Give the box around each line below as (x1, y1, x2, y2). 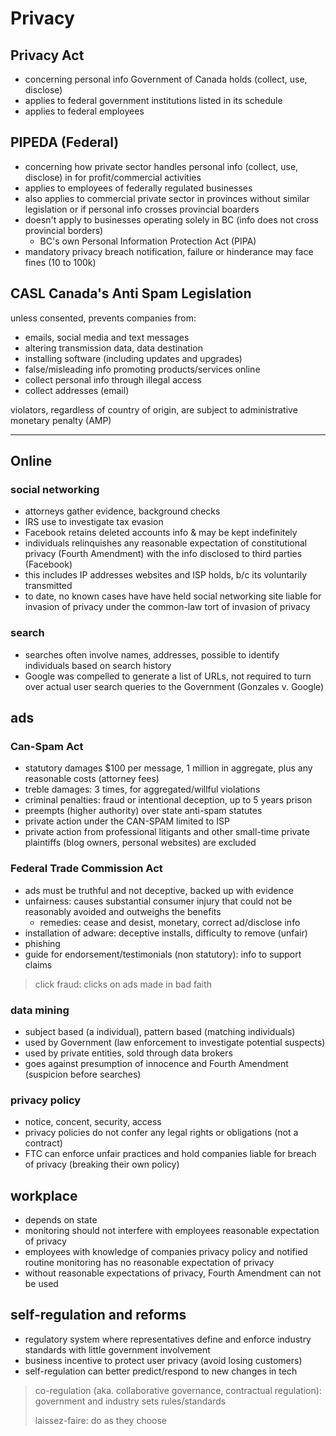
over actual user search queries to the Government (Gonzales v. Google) (24, 680, 325, 692)
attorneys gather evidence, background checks (24, 505, 221, 517)
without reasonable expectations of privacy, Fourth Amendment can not (24, 1267, 322, 1279)
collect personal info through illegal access (24, 373, 202, 386)
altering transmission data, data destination (24, 342, 203, 354)
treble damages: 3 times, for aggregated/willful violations (24, 783, 261, 796)
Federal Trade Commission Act (10, 862, 163, 876)
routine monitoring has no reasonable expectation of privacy (24, 1257, 275, 1268)
